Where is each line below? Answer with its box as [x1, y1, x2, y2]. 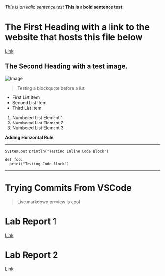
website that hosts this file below [5, 32, 143, 43]
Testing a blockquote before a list [17, 85, 85, 91]
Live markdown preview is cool [17, 199, 80, 205]
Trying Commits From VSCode [5, 182, 132, 193]
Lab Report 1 [5, 216, 56, 227]
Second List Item [12, 99, 47, 105]
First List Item [12, 94, 40, 100]
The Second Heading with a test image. [5, 62, 128, 71]
